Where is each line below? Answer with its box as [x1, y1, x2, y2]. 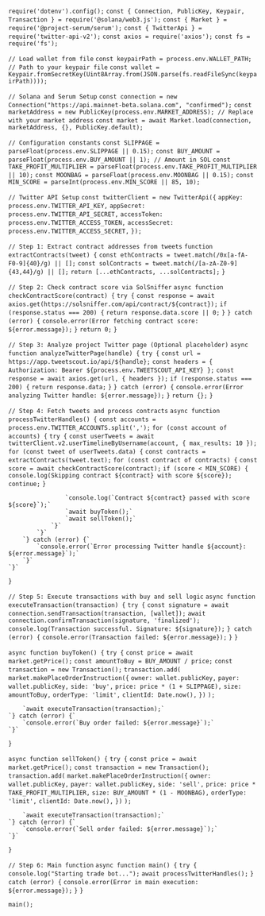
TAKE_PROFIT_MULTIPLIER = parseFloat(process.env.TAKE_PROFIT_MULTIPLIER [8, 163, 258, 171]
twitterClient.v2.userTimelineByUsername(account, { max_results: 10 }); [8, 439, 258, 447]
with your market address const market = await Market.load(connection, [8, 117, 252, 125]
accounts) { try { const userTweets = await [8, 432, 155, 440]
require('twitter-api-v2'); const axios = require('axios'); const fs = [8, 33, 251, 41]
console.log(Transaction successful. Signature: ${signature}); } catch [8, 625, 252, 633]
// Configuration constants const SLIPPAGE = [8, 139, 160, 147]
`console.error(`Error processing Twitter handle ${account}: [36, 543, 247, 551]
